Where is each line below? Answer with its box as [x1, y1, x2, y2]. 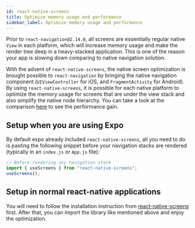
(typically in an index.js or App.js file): [6, 148, 100, 156]
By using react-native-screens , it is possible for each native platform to [6, 85, 180, 92]
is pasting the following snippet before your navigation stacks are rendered [6, 142, 187, 149]
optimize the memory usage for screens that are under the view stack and [6, 90, 184, 98]
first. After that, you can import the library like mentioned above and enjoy [6, 209, 184, 216]
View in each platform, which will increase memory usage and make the [6, 42, 178, 49]
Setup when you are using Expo [6, 120, 124, 130]
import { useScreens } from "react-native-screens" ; [6, 165, 138, 171]
